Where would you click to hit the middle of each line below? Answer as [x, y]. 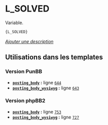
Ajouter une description [29, 41]
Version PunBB [24, 72]
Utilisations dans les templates [54, 57]
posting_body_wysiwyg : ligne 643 [46, 88]
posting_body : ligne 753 [37, 111]
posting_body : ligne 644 [37, 82]
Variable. [14, 23]
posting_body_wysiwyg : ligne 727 [46, 117]
